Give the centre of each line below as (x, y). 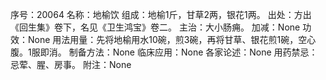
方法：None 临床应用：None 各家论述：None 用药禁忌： (202, 52)
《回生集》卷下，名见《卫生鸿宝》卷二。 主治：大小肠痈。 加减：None (155, 27)
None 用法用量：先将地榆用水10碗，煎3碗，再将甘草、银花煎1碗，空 (167, 39)
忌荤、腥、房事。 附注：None (71, 64)
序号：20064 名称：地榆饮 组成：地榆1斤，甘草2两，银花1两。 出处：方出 (161, 14)
